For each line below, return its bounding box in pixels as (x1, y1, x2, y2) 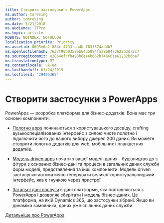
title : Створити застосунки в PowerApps (5, 7, 91, 12)
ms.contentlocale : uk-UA (5, 63, 57, 68)
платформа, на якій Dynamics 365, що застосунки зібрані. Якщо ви (12, 197, 155, 203)
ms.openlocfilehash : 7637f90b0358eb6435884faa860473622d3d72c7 (5, 49, 140, 54)
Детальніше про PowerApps (5, 212, 65, 218)
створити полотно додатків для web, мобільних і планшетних (12, 140, 144, 147)
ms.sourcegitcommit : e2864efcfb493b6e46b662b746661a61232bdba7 (5, 53, 140, 59)
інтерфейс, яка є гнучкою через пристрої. (12, 177, 102, 183)
